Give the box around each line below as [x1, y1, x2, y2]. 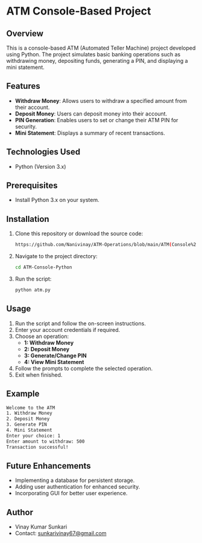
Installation [6, 213, 49, 224]
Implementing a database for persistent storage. [14, 476, 135, 484]
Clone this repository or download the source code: [14, 230, 144, 237]
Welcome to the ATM [6, 405, 55, 411]
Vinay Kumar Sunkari [14, 523, 68, 530]
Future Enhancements [6, 461, 92, 471]
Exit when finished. [14, 371, 63, 379]
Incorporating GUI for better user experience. [14, 490, 128, 497]
